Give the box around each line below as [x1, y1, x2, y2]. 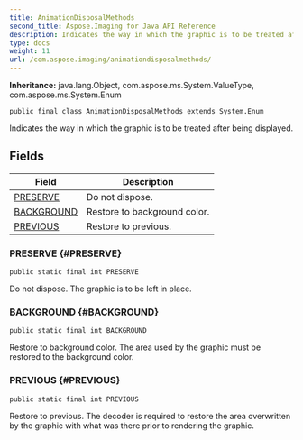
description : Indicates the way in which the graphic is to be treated [9, 30, 284, 39]
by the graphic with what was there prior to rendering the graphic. [9, 420, 255, 431]
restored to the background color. [9, 352, 134, 362]
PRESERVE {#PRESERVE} [9, 247, 122, 260]
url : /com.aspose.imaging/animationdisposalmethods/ [9, 55, 212, 64]
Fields [9, 149, 45, 164]
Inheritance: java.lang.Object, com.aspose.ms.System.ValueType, [9, 80, 254, 90]
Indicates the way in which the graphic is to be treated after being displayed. [9, 123, 294, 133]
